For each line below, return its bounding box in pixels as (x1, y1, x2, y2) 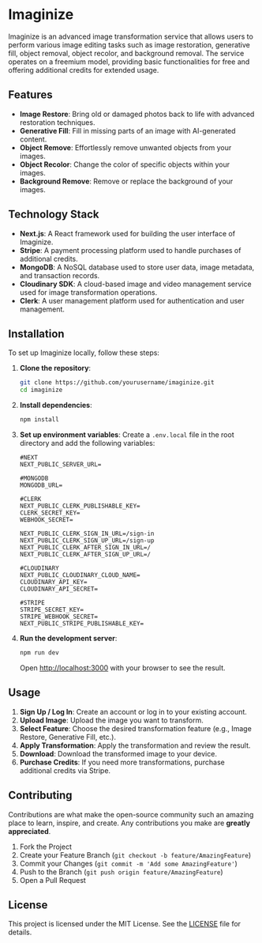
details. (8, 927, 32, 937)
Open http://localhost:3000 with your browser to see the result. (19, 662, 226, 673)
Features (8, 89, 53, 102)
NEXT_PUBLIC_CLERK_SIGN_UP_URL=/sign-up (19, 537, 155, 545)
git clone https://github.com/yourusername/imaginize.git (19, 379, 215, 387)
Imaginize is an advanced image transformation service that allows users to (8, 32, 254, 41)
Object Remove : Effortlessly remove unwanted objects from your (19, 142, 232, 152)
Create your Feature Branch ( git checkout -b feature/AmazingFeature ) (19, 850, 252, 859)
